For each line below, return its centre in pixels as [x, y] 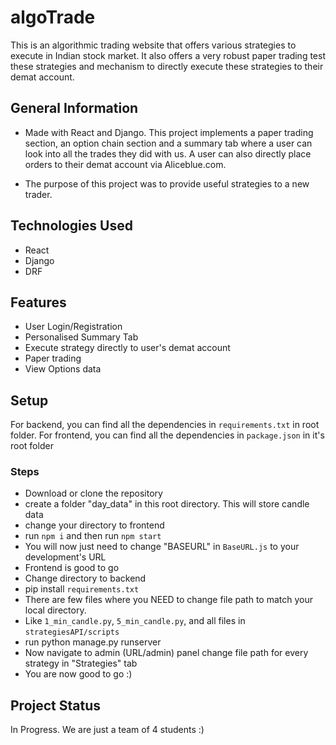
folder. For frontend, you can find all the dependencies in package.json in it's [167, 435]
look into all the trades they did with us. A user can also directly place [168, 153]
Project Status [56, 705]
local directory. [55, 610]
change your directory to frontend [94, 525]
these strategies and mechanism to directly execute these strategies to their [167, 66]
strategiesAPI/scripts [72, 632]
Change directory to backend [85, 578]
